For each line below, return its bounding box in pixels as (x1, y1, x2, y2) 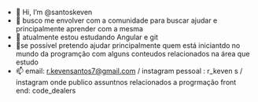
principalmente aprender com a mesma (15, 24, 144, 33)
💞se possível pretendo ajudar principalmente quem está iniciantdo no (15, 41, 241, 50)
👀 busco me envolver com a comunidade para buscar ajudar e (15, 16, 218, 25)
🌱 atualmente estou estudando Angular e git (15, 32, 159, 42)
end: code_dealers (15, 86, 76, 95)
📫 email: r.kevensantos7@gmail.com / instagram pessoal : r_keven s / (15, 67, 243, 75)
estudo (15, 57, 39, 67)
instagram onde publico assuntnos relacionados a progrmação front (15, 78, 237, 86)
